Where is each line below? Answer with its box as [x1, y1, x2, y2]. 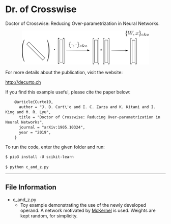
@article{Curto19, [14, 99, 53, 105]
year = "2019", [18, 130, 51, 135]
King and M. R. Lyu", [5, 109, 51, 115]
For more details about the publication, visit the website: [5, 69, 123, 75]
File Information [5, 183, 57, 191]
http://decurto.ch [5, 79, 41, 85]
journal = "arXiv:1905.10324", [18, 124, 85, 130]
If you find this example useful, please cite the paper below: [5, 89, 131, 95]
